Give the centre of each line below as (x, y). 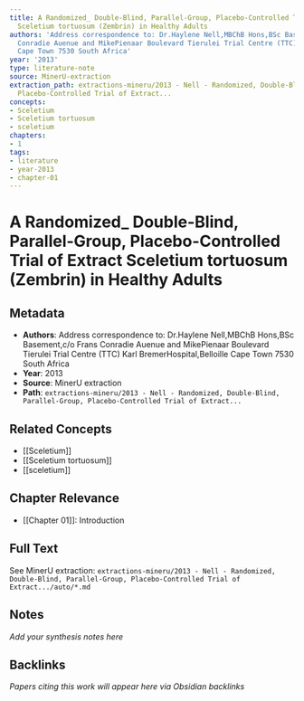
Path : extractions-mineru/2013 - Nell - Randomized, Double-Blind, (151, 393)
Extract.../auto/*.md (50, 587)
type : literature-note (52, 69)
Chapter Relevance (64, 498)
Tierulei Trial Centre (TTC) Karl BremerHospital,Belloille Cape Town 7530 (158, 355)
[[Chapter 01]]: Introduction (73, 520)
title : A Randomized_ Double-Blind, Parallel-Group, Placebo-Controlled (149, 18)
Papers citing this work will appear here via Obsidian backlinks (127, 687)
